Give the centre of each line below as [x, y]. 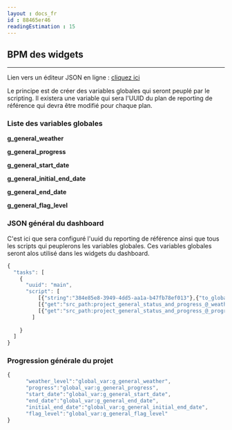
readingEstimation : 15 [41, 26]
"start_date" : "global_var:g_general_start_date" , [98, 395]
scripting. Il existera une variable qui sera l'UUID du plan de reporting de [110, 98]
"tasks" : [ [29, 272]
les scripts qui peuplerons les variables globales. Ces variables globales [109, 245]
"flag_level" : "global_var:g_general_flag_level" [97, 413]
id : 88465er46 [29, 20]
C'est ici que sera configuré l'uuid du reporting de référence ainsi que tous [113, 239]
